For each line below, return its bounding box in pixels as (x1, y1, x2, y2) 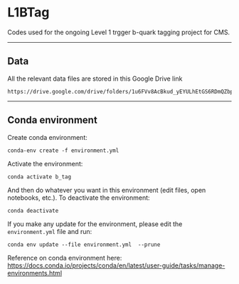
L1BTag (7, 4, 50, 21)
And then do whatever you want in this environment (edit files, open (7, 186, 206, 194)
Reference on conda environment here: (7, 253, 122, 262)
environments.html (7, 268, 63, 277)
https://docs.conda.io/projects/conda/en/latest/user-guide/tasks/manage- (7, 261, 225, 270)
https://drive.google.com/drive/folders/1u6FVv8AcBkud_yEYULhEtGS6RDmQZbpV (7, 88, 237, 95)
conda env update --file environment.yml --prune (7, 240, 161, 248)
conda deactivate (7, 207, 59, 214)
